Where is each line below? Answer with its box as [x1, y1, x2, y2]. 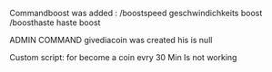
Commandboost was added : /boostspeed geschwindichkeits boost [9, 8, 263, 18]
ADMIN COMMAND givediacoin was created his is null [9, 35, 213, 45]
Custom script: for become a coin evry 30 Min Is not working [9, 52, 237, 62]
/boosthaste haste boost [9, 17, 101, 28]
